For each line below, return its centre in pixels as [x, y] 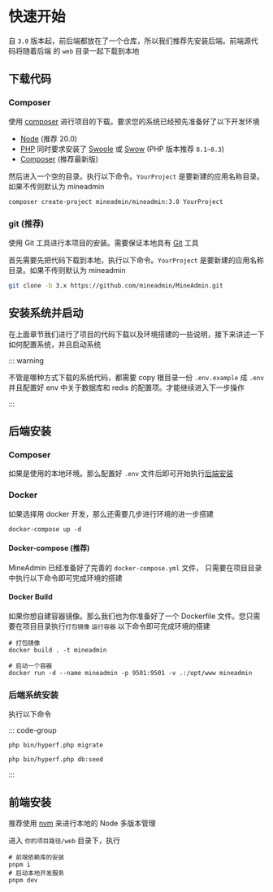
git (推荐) [26, 223]
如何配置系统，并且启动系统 [55, 344]
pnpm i [19, 865]
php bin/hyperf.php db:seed [56, 760]
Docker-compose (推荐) [49, 548]
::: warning [26, 360]
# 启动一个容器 [30, 666]
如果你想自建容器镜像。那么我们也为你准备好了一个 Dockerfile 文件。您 [127, 616]
